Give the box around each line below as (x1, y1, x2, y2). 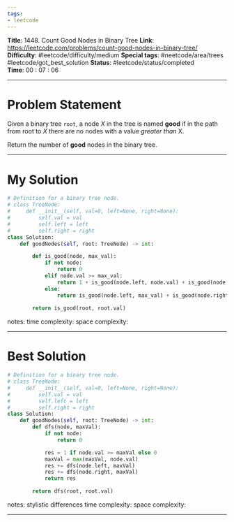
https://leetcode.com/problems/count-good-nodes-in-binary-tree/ (7, 43, 198, 52)
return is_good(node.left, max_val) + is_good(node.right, (56, 291, 232, 299)
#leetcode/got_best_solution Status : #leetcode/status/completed (7, 58, 195, 66)
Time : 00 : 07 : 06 (7, 66, 59, 74)
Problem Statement (7, 96, 122, 113)
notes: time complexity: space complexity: (7, 317, 129, 326)
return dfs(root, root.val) (32, 488, 114, 495)
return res (44, 475, 77, 482)
